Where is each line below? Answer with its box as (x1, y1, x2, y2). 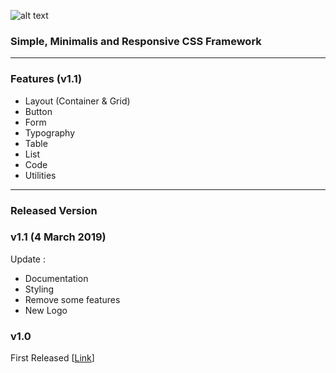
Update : (10, 253, 46, 265)
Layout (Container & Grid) (24, 95, 131, 107)
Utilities (24, 169, 57, 181)
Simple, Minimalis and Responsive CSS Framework (10, 34, 262, 48)
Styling (24, 283, 55, 295)
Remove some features (24, 293, 121, 305)
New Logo (24, 304, 68, 316)
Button (24, 105, 53, 117)
